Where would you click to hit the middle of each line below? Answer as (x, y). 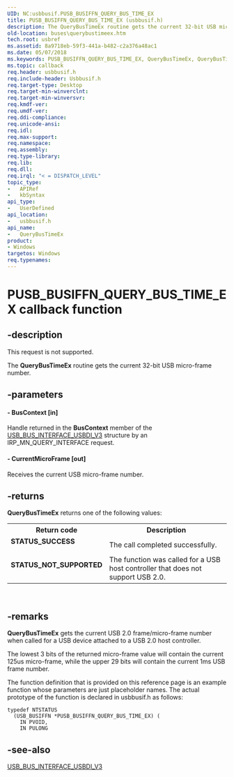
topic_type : (24, 182)
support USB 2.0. (137, 578)
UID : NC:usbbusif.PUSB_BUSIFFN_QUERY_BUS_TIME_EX (81, 14)
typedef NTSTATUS (32, 710)
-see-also (29, 749)
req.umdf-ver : (28, 111)
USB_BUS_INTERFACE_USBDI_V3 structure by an (77, 435)
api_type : (22, 202)
